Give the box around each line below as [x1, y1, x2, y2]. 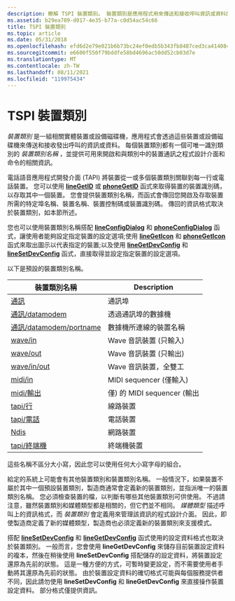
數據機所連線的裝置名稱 [108, 323, 185, 333]
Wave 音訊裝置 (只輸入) [108, 336, 185, 345]
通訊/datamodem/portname [10, 323, 101, 333]
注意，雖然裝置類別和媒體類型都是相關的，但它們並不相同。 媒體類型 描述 [7, 502, 219, 510]
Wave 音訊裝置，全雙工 [108, 362, 185, 372]
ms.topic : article [7, 29, 61, 37]
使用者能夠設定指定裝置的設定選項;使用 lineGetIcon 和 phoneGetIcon [25, 232, 226, 240]
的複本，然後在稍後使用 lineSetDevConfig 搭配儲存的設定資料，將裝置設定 [7, 551, 222, 560]
